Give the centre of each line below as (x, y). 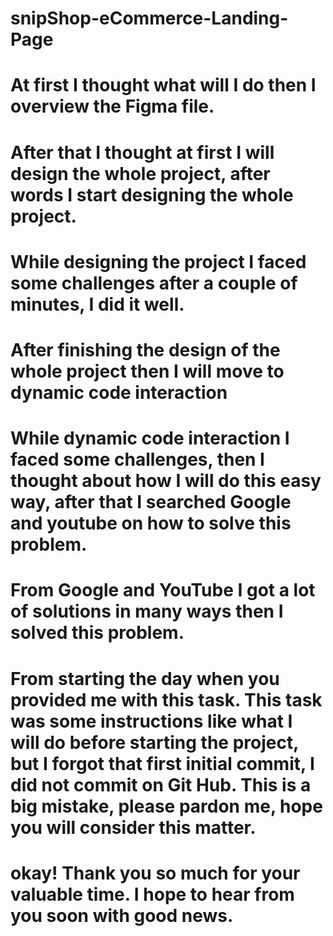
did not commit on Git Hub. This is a (161, 784)
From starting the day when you (145, 678)
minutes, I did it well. (97, 304)
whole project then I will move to (147, 371)
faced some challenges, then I (137, 459)
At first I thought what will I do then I (163, 85)
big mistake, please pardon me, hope (166, 806)
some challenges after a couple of (154, 283)
